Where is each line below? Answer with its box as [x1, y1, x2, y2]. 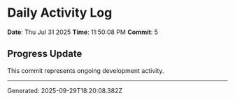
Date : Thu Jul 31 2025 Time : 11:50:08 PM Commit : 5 [7, 28, 159, 36]
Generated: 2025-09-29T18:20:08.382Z [7, 86, 122, 94]
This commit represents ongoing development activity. [7, 66, 164, 74]
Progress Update [7, 48, 83, 60]
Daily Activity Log [7, 5, 113, 21]
